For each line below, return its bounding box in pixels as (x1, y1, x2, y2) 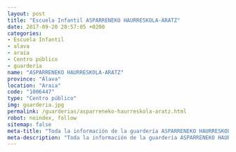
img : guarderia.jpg (7, 102, 65, 109)
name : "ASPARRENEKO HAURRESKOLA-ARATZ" (7, 69, 124, 76)
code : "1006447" (7, 88, 55, 95)
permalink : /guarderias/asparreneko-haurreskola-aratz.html (7, 108, 188, 115)
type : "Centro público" (7, 95, 77, 102)
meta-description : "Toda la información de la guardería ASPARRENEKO (7, 134, 216, 141)
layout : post (7, 10, 46, 18)
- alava (7, 43, 30, 50)
